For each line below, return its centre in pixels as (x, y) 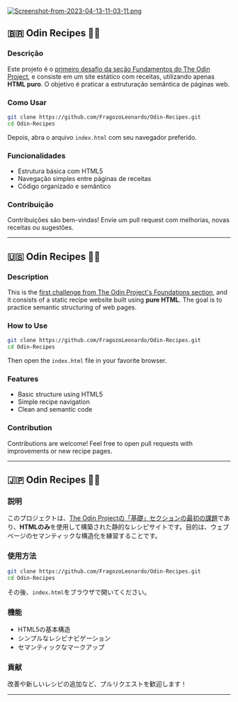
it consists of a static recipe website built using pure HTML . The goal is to (115, 300)
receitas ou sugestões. (41, 228)
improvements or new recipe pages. (60, 451)
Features (23, 378)
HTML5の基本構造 (44, 629)
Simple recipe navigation (54, 402)
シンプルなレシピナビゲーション (64, 638)
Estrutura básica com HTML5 (60, 171)
